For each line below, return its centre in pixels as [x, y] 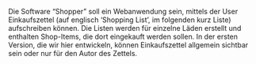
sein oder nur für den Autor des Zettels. [73, 53]
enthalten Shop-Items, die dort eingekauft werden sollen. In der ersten [123, 36]
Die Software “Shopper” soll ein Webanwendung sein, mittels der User [123, 11]
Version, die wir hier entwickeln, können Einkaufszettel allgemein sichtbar [128, 45]
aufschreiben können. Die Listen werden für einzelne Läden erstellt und [125, 28]
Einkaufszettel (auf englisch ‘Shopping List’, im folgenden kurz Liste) [120, 20]
